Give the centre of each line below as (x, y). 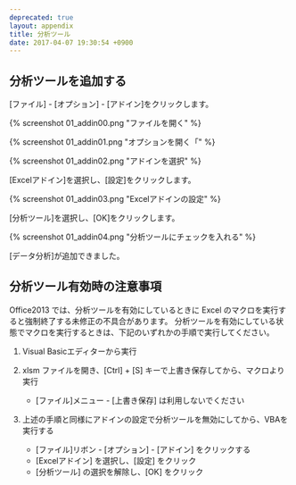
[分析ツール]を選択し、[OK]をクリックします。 (95, 218)
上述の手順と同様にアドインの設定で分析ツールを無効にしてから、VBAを (155, 419)
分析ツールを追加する (68, 81)
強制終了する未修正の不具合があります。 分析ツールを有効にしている (150, 321)
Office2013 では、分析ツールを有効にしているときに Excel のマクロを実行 (144, 310)
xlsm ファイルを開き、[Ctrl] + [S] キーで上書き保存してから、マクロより (153, 370)
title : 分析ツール (40, 34)
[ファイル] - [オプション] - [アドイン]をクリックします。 (111, 105)
